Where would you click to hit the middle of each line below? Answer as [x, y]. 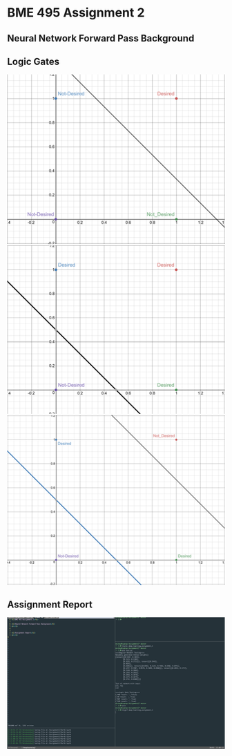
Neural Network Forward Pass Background [101, 38]
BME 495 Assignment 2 [76, 13]
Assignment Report [50, 604]
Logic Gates [33, 61]
